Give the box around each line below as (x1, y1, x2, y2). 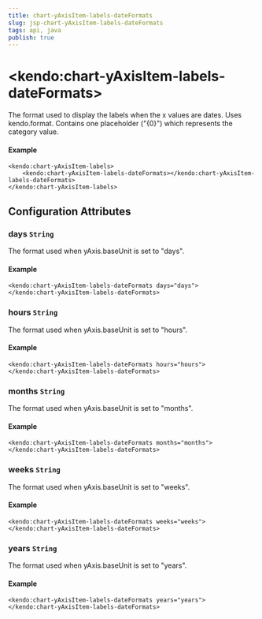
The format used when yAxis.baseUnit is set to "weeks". (8, 482, 190, 491)
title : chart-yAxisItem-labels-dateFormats (8, 11, 153, 20)
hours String (8, 307, 58, 318)
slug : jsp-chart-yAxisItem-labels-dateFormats (8, 19, 164, 27)
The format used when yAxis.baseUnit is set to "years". (8, 561, 187, 570)
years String (8, 543, 57, 554)
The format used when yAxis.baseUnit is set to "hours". (8, 325, 188, 334)
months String (8, 386, 65, 397)
